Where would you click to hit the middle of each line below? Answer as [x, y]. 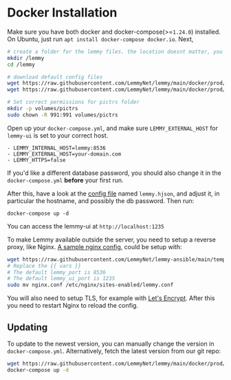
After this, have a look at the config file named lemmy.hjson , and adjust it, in [113, 193]
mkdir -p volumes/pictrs [43, 109]
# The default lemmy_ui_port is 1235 [61, 279]
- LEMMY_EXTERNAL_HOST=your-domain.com [64, 154]
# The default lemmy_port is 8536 [57, 272]
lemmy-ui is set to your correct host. [58, 135]
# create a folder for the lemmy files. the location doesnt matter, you [115, 52]
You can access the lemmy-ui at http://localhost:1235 [86, 226]
